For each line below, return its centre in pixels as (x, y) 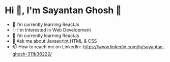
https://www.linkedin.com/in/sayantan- (124, 46)
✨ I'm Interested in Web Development (51, 29)
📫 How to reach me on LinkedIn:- (48, 46)
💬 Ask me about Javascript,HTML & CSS (54, 41)
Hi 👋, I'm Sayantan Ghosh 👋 (63, 10)
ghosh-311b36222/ (32, 54)
